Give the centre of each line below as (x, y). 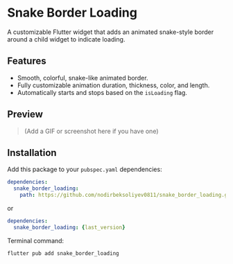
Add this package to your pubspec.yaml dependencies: (85, 169)
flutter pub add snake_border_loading (63, 253)
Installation (32, 153)
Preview (25, 115)
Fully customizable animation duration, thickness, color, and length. (113, 85)
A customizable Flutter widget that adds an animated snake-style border (110, 32)
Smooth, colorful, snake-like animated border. (83, 78)
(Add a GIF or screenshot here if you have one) (91, 131)
